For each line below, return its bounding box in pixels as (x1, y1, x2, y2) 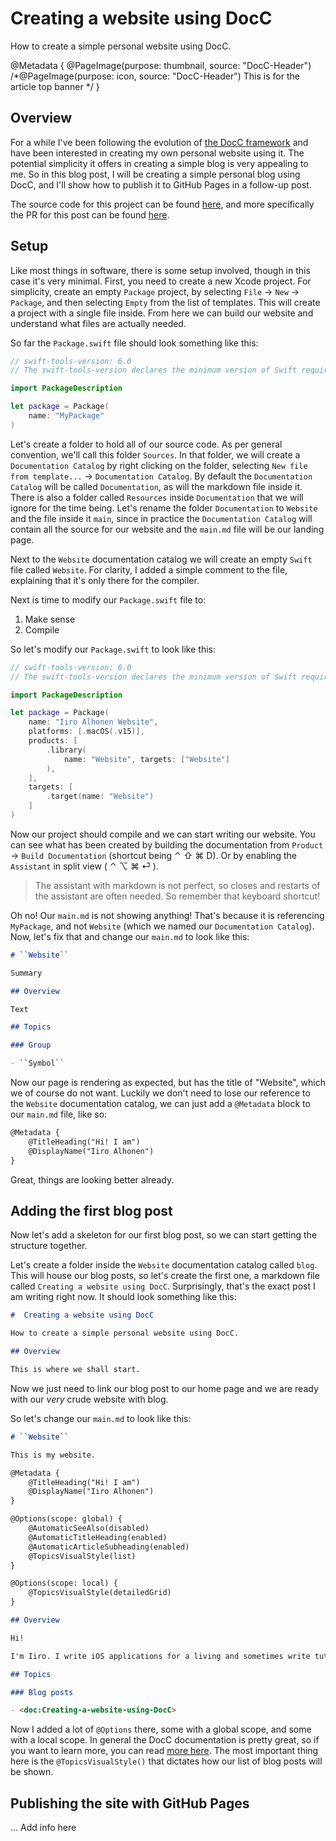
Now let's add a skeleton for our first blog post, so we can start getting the (10, 1229, 318, 1241)
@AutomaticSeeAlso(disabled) (28, 1523, 150, 1533)
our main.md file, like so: (10, 1108, 108, 1121)
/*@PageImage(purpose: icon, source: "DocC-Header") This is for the (10, 70, 300, 82)
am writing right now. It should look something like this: (10, 1291, 237, 1303)
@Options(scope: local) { (10, 1578, 118, 1589)
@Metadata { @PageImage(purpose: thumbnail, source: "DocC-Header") (10, 59, 312, 71)
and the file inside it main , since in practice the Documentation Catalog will (10, 512, 313, 524)
